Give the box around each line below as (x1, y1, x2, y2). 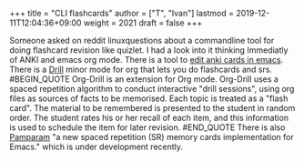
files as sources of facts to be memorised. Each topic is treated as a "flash (9, 93, 289, 104)
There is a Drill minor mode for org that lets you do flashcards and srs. (9, 64, 273, 75)
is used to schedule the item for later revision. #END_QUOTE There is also (9, 122, 286, 133)
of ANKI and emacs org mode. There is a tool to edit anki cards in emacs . (9, 55, 284, 65)
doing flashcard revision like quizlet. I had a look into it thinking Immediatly (9, 45, 289, 55)
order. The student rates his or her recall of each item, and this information (9, 113, 289, 123)
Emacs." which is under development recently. (9, 141, 184, 152)
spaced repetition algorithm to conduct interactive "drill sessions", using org (9, 84, 295, 94)
